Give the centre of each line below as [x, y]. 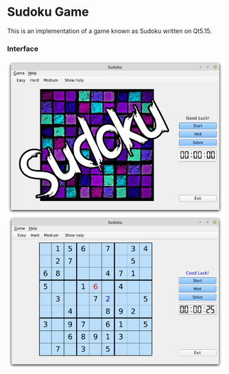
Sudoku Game [48, 12]
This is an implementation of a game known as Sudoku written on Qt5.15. [110, 31]
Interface [23, 49]
